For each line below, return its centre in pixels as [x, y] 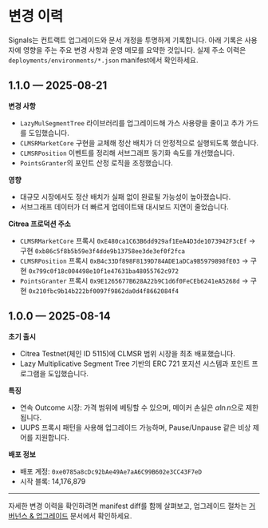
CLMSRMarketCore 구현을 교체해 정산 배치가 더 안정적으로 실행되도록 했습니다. [139, 143]
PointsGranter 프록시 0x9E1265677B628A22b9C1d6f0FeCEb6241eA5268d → [134, 280]
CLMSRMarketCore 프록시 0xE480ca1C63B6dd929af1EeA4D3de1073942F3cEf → [138, 240]
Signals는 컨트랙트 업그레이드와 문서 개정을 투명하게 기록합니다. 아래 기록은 [126, 40]
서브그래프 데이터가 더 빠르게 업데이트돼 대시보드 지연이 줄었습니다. [124, 206]
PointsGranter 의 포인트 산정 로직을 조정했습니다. [96, 163]
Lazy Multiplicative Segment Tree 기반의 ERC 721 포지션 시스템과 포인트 [135, 363]
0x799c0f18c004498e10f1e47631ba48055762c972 [104, 271]
